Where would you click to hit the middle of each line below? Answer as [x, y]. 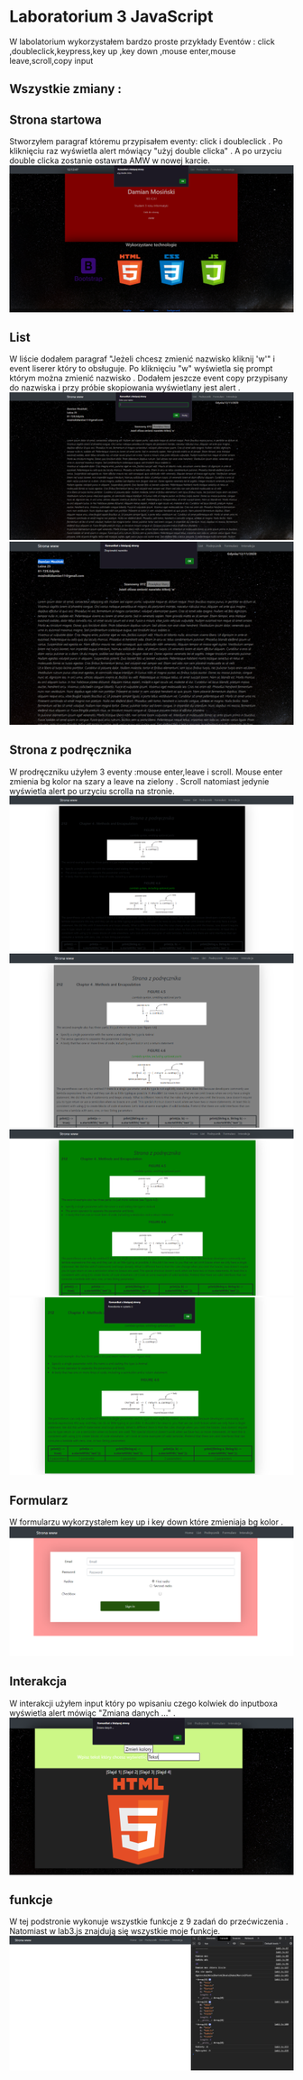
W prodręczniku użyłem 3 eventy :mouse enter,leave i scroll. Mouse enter [146, 772]
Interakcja [38, 1682]
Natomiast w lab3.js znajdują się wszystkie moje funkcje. [115, 1931]
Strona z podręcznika [71, 750]
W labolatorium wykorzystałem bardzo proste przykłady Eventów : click [142, 41]
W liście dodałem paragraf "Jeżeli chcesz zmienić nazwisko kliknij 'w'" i [142, 359]
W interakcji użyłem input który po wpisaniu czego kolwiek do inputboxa [143, 1703]
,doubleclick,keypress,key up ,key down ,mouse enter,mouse [123, 50]
